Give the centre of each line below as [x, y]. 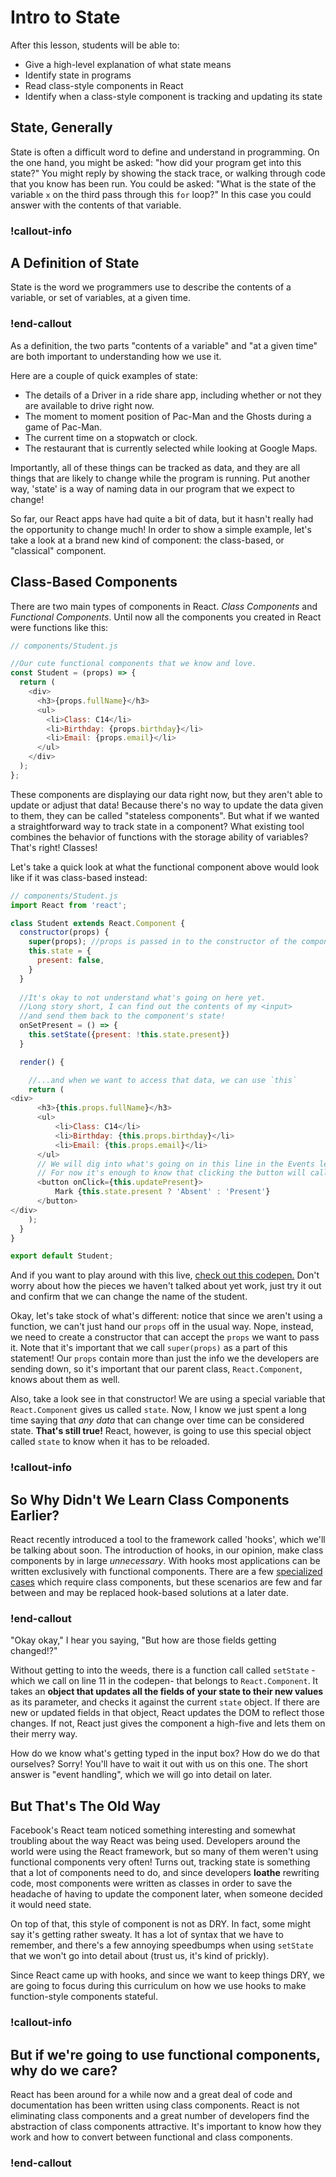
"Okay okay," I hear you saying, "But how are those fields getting [143, 1640]
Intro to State [65, 17]
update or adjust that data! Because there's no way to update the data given [167, 805]
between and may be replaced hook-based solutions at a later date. [149, 1593]
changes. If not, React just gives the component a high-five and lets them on [168, 1723]
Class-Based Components [94, 582]
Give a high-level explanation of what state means [128, 64]
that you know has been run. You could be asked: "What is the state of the [163, 183]
